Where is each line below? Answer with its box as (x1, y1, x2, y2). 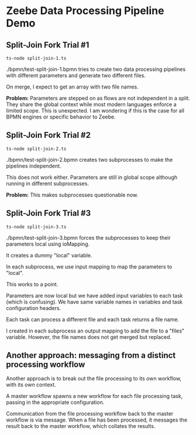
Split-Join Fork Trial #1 (6, 40, 90, 50)
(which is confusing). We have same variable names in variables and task (6, 298, 183, 305)
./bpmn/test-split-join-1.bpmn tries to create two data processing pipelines (6, 66, 186, 73)
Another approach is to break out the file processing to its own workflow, (6, 375, 182, 382)
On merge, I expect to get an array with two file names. (6, 83, 139, 90)
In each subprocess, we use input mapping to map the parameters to (6, 263, 173, 270)
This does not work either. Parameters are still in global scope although (6, 174, 178, 181)
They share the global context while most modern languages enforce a (6, 101, 177, 108)
